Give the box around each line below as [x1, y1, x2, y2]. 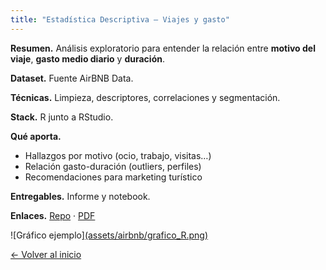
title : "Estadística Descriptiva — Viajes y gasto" [10, 14, 230, 25]
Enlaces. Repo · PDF [10, 209, 96, 221]
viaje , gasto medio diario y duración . [10, 52, 165, 65]
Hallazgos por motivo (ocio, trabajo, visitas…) [24, 149, 212, 161]
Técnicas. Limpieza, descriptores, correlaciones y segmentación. [10, 91, 281, 103]
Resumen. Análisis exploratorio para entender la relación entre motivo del [10, 42, 316, 54]
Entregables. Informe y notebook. [10, 190, 151, 202]
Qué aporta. [10, 130, 62, 142]
